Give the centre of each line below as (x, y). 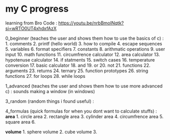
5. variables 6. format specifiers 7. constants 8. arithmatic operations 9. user (85, 49)
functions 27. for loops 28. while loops (45, 76)
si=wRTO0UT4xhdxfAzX (31, 28)
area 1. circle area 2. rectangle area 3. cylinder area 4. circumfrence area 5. (84, 116)
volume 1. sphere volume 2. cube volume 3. (51, 132)
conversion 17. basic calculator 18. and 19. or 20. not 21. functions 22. (78, 65)
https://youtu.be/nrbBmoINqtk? (91, 23)
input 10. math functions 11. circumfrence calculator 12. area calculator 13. (83, 54)
